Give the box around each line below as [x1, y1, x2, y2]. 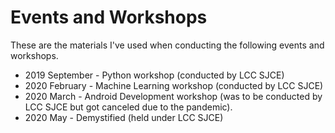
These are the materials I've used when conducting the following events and [10, 39, 325, 51]
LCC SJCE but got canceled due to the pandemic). [24, 101, 233, 113]
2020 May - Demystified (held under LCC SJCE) [24, 111, 224, 123]
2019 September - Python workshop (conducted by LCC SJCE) [24, 69, 285, 81]
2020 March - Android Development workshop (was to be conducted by [24, 90, 323, 102]
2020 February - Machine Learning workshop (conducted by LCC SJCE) [24, 79, 324, 91]
